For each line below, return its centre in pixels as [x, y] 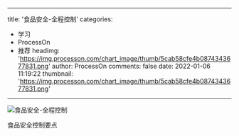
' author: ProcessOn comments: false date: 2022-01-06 [130, 66]
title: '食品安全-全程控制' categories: [60, 19]
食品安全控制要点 [32, 125]
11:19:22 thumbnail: [45, 74]
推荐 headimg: [39, 51]
